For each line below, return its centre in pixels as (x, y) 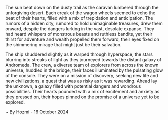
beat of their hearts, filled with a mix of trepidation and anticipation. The (79, 18)
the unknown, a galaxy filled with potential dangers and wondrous (73, 86)
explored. (15, 102)
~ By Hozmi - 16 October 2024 (37, 112)
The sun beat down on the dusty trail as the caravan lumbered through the (82, 7)
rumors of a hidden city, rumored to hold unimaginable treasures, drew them (84, 23)
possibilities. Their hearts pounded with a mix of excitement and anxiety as (82, 92)
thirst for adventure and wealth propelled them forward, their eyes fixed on (82, 39)
